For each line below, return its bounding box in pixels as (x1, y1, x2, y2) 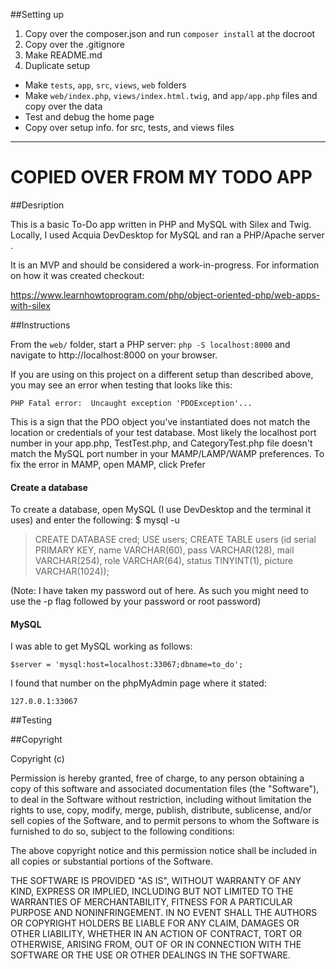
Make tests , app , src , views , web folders (24, 79, 187, 91)
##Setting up (10, 9, 65, 20)
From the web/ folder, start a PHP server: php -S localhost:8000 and (10, 338, 291, 350)
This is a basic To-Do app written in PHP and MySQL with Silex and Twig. (10, 218, 312, 230)
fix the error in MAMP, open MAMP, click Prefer (10, 458, 206, 470)
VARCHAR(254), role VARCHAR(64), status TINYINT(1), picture (34, 555, 294, 567)
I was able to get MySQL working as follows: (10, 640, 193, 653)
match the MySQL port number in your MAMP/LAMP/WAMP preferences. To (10, 447, 325, 459)
